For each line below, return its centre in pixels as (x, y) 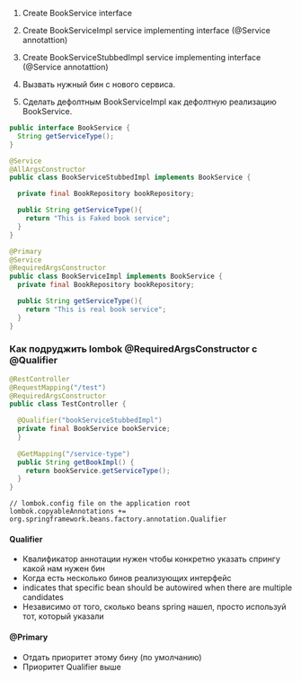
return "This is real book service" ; (96, 309)
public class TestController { (68, 404)
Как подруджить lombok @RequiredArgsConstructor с (133, 349)
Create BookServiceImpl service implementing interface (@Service (146, 30)
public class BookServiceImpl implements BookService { (116, 277)
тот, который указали (63, 616)
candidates (43, 597)
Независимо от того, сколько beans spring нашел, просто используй (154, 607)
